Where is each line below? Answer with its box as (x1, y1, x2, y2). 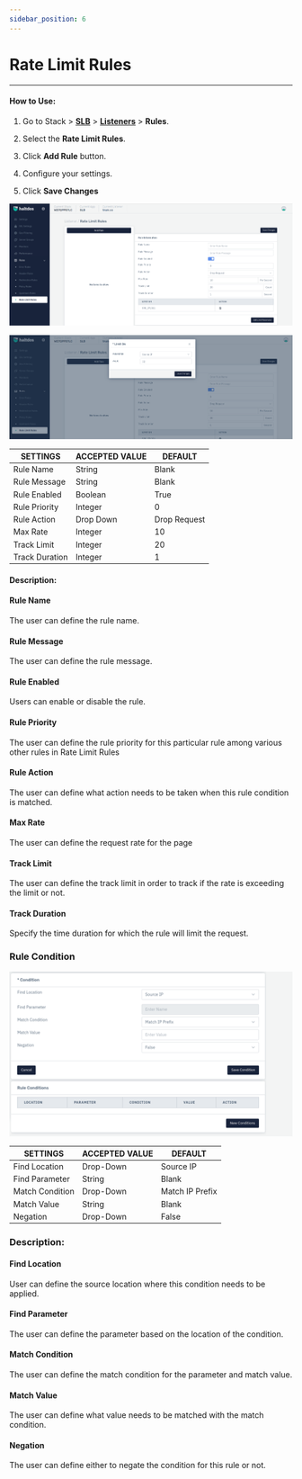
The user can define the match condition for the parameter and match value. (9, 1368, 293, 1380)
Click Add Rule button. (22, 150, 107, 161)
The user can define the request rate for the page (9, 838, 193, 848)
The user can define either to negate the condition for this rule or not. (9, 1460, 267, 1471)
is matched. (9, 796, 53, 807)
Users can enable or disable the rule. (9, 696, 147, 707)
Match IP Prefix (160, 1186, 218, 1197)
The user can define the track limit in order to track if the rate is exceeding (9, 878, 285, 889)
